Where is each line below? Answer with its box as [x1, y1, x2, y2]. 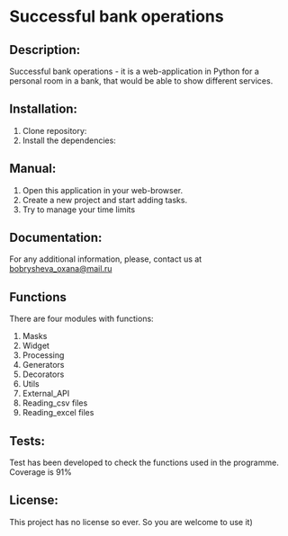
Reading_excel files [22, 407, 94, 418]
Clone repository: [22, 125, 87, 136]
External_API [22, 389, 70, 399]
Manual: [9, 161, 57, 176]
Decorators [22, 369, 65, 380]
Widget [22, 340, 49, 352]
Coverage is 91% [9, 467, 72, 478]
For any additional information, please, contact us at [9, 254, 202, 264]
